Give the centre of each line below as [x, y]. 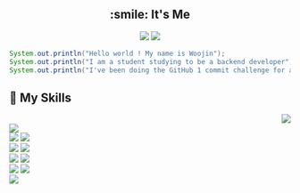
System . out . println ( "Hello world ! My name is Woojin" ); [117, 53]
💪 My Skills [40, 97]
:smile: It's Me [150, 15]
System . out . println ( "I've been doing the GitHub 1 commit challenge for [147, 70]
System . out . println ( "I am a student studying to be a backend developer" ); [153, 61]
